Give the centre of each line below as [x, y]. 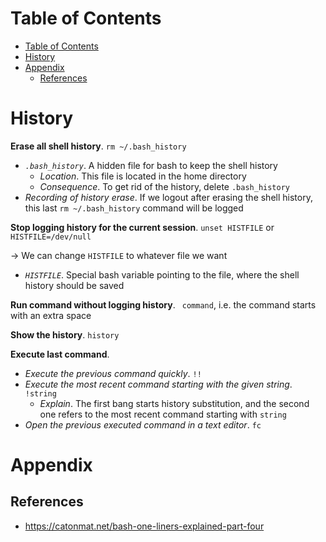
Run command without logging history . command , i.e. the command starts [163, 304]
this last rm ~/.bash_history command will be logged [134, 208]
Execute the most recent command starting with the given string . [158, 384]
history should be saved [74, 285]
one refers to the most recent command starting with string [163, 414]
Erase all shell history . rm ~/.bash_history [98, 146]
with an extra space [51, 315]
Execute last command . [60, 354]
